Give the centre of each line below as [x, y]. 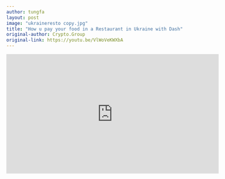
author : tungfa [25, 12]
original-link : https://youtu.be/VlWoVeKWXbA [65, 40]
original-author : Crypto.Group [46, 35]
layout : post [23, 18]
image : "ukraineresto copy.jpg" [47, 23]
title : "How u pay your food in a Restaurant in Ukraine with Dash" [95, 29]
